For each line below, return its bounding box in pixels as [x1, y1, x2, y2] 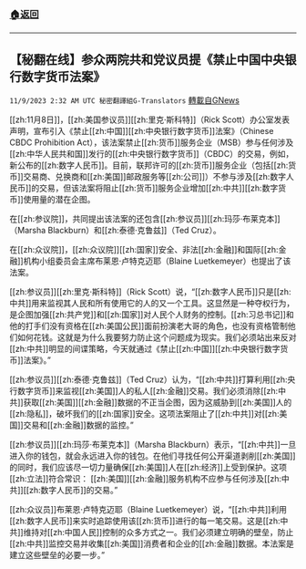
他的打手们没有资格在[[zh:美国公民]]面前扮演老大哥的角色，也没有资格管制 [9, 321, 289, 332]
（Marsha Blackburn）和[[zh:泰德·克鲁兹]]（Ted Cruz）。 [9, 225, 221, 236]
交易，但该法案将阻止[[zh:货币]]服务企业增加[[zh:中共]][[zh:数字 [39, 182, 279, 193]
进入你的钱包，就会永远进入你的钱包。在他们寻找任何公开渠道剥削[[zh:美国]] [9, 450, 296, 461]
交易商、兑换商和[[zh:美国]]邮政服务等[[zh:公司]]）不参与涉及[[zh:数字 [23, 171, 287, 182]
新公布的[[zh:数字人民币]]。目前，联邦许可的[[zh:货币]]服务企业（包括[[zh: [9, 160, 289, 171]
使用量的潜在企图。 [23, 194, 96, 205]
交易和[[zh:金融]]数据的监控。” [23, 419, 134, 430]
